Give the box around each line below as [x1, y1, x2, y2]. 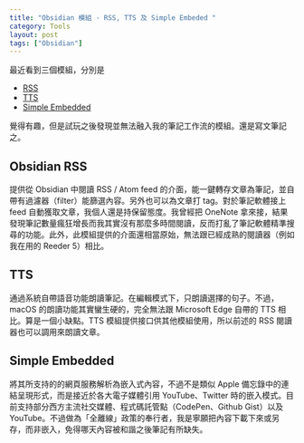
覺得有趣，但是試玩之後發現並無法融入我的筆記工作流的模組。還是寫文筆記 [9, 120, 287, 131]
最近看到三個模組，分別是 [9, 64, 105, 75]
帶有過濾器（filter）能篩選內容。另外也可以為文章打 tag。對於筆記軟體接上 [9, 196, 287, 207]
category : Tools [9, 22, 71, 31]
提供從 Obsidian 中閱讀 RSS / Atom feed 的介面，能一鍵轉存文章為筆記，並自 [9, 184, 295, 195]
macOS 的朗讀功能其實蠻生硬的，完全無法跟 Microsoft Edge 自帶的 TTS [9, 303, 276, 314]
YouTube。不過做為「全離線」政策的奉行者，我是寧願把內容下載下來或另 [9, 412, 280, 423]
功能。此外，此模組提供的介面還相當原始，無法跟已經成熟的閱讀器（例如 [24, 229, 295, 240]
